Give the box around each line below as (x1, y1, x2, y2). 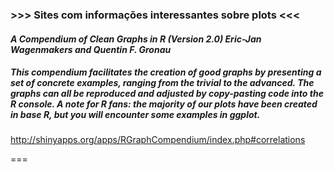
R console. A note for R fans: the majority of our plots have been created (10, 98, 318, 110)
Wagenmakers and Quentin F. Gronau (10, 43, 172, 55)
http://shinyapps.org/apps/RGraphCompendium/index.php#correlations (10, 134, 306, 146)
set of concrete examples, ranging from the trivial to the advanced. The (10, 77, 315, 89)
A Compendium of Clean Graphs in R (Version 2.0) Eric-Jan (10, 33, 262, 45)
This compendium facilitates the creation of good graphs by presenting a (10, 66, 322, 78)
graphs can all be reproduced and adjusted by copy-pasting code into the (10, 88, 324, 100)
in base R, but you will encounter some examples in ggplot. (10, 109, 261, 121)
